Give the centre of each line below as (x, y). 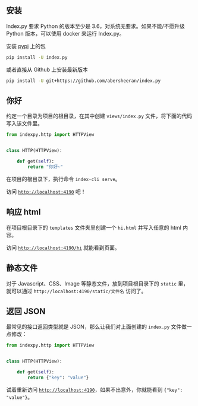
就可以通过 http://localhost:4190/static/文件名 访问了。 (76, 291)
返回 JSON (26, 311)
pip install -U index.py (37, 57)
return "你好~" (45, 167)
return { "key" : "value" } (58, 378)
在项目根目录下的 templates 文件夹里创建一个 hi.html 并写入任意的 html (94, 227)
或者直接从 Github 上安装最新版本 (47, 69)
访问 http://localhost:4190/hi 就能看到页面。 (63, 248)
